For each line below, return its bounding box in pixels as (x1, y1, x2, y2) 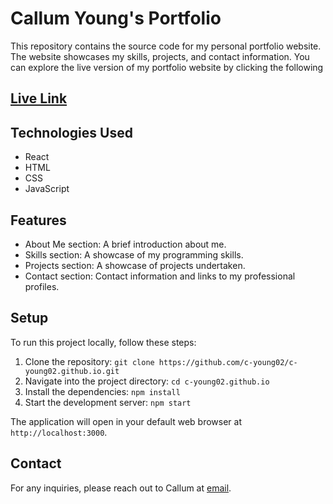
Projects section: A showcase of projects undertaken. (24, 259, 246, 271)
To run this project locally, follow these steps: (10, 336, 197, 348)
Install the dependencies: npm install (24, 385, 181, 397)
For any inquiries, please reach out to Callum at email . (10, 482, 232, 494)
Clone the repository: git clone (24, 355, 155, 367)
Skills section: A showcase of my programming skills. (24, 248, 244, 261)
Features (10, 212, 67, 229)
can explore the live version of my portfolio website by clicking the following (10, 61, 324, 73)
